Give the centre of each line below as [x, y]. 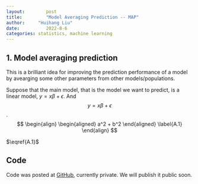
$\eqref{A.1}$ [23, 142]
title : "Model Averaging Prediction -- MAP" [73, 17]
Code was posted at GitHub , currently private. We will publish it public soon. [99, 175]
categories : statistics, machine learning [59, 34]
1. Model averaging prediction [62, 58]
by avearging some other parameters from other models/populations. [91, 78]
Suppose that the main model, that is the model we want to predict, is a [93, 90]
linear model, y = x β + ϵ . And [41, 96]
